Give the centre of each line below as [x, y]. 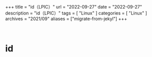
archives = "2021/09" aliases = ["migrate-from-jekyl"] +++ [66, 19]
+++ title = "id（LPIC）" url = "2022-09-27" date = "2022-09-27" [74, 7]
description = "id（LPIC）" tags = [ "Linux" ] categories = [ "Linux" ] [76, 13]
